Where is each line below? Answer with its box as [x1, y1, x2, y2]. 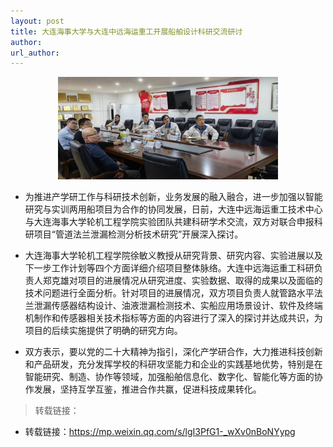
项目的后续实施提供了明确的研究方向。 [24, 324, 183, 336]
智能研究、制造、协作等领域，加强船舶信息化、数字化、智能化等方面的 [24, 370, 315, 382]
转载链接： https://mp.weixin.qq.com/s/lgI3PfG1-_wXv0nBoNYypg [24, 425, 296, 437]
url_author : [10, 48, 60, 58]
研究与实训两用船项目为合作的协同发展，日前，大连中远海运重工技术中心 [24, 203, 323, 215]
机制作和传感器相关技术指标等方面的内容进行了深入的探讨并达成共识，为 [24, 311, 323, 324]
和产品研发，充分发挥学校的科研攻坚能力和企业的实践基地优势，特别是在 [24, 358, 323, 370]
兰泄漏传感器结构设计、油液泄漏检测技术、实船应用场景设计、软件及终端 [24, 299, 323, 311]
